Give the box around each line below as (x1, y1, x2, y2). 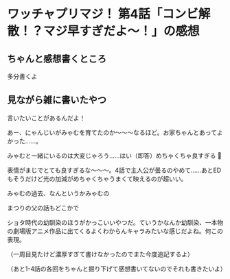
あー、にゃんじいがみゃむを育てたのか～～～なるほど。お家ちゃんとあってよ (7, 128, 223, 136)
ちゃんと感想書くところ (7, 53, 106, 64)
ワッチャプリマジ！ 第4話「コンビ (7, 6, 199, 22)
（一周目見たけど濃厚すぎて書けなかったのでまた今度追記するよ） (7, 250, 194, 258)
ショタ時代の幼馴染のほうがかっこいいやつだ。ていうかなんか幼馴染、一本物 (7, 218, 224, 226)
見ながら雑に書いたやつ (7, 94, 106, 106)
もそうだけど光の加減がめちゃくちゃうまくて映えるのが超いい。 (7, 174, 187, 182)
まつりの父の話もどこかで (7, 204, 80, 212)
